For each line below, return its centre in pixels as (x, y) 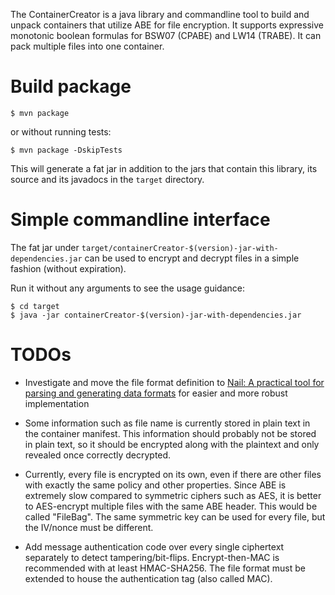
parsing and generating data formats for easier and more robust (156, 393)
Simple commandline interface (140, 220)
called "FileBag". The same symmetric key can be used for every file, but (175, 516)
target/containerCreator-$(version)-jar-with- (180, 248)
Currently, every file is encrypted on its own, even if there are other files (173, 474)
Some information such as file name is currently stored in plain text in (167, 423)
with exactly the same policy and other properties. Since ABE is (155, 485)
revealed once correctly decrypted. (98, 455)
